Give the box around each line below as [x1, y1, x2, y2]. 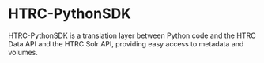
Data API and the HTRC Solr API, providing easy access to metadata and [8, 39, 244, 48]
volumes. [8, 47, 38, 57]
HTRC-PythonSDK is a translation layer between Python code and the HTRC [8, 31, 256, 40]
